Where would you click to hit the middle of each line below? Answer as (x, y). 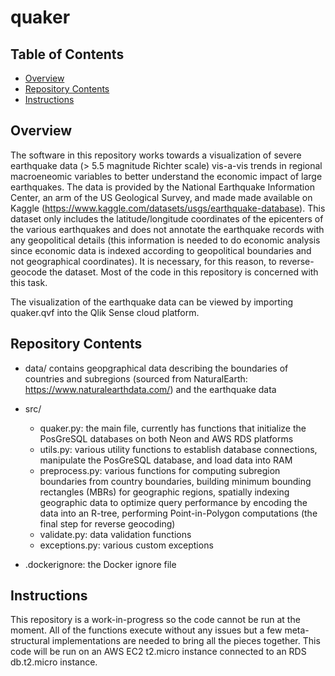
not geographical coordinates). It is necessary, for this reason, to (143, 261)
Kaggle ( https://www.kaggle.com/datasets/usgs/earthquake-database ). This (168, 208)
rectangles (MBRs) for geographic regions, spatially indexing (164, 492)
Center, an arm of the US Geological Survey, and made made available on (161, 197)
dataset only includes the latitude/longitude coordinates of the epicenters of (167, 218)
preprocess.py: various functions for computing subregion (160, 470)
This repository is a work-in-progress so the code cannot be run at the (155, 620)
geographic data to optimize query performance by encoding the (173, 502)
